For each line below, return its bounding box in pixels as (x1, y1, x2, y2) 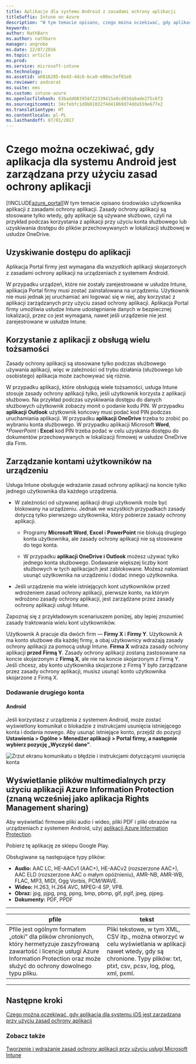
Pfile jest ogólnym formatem (9, 925, 86, 933)
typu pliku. (9, 969, 38, 977)
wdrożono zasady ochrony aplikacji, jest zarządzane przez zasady (14, 595, 174, 602)
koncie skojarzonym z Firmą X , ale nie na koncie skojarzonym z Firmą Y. (6, 655, 180, 662)
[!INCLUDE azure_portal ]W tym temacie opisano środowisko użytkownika (6, 200, 181, 207)
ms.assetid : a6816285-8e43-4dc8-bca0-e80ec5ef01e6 (6, 74, 132, 80)
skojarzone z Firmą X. (6, 674, 58, 681)
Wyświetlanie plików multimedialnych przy (6, 776, 166, 786)
